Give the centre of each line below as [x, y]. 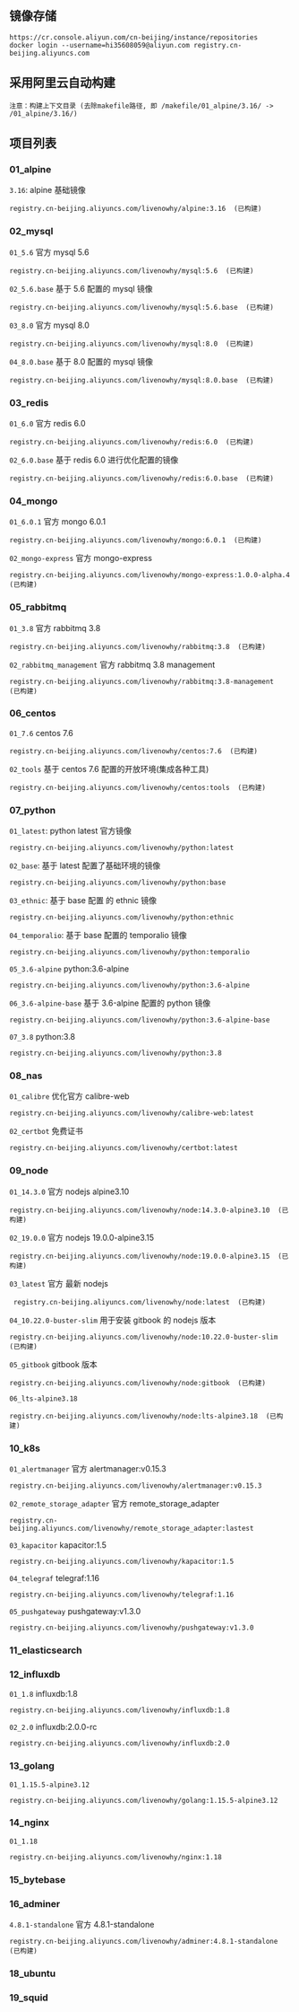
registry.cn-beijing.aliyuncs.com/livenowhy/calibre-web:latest [132, 1113]
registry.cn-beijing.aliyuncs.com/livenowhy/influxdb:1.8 [120, 1710]
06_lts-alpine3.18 [43, 1399]
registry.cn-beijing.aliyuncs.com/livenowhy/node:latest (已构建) [140, 1302]
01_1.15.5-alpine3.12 [50, 1785]
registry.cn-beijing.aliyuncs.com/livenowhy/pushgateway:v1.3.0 [132, 1628]
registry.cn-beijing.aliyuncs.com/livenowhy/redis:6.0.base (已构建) [142, 479]
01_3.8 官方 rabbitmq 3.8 [55, 628]
